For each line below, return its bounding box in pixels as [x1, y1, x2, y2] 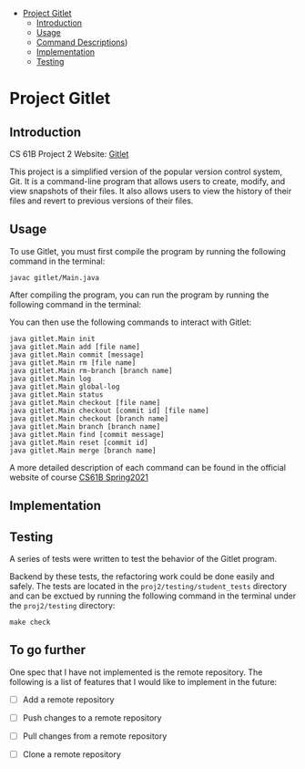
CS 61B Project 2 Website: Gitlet [9, 149, 129, 159]
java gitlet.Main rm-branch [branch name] [9, 366, 173, 375]
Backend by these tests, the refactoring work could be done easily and [9, 571, 275, 582]
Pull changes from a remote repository [22, 730, 168, 742]
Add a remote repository [22, 693, 115, 705]
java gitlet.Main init [9, 334, 96, 343]
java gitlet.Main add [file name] [9, 342, 141, 351]
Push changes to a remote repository [22, 712, 162, 723]
